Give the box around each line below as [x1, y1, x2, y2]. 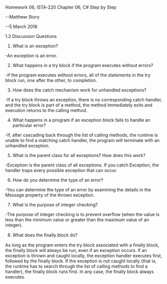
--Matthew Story [5, 14, 40, 19]
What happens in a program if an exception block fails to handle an [12, 117, 150, 123]
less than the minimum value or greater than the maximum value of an [5, 217, 149, 222]
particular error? [12, 122, 46, 128]
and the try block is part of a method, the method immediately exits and [5, 102, 152, 108]
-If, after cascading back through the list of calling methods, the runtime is [5, 132, 158, 138]
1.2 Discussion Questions [5, 33, 57, 39]
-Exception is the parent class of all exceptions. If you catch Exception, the [5, 162, 159, 168]
